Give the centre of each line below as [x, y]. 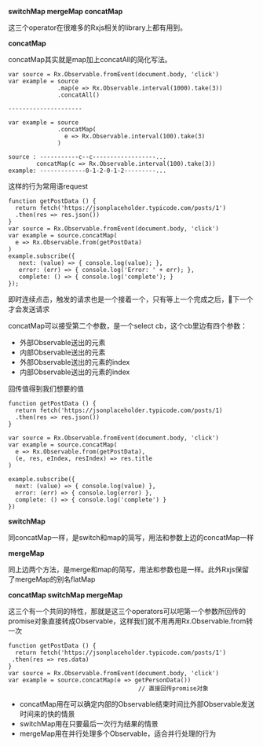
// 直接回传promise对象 [173, 689]
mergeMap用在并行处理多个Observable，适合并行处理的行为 [118, 733]
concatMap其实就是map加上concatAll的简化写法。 [90, 59]
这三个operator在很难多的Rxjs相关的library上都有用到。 [97, 28]
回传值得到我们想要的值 [46, 389]
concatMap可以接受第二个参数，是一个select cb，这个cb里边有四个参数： [128, 326]
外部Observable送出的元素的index [75, 362]
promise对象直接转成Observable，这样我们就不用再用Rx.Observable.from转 [131, 621]
